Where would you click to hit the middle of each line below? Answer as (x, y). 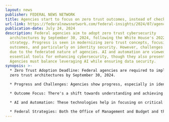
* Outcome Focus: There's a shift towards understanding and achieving (87, 93)
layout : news (19, 10)
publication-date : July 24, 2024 (40, 29)
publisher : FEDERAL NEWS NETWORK (40, 15)
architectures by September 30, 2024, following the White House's (82, 38)
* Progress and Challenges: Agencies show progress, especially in (82, 84)
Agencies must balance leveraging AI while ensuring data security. (83, 61)
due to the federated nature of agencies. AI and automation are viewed (88, 52)
